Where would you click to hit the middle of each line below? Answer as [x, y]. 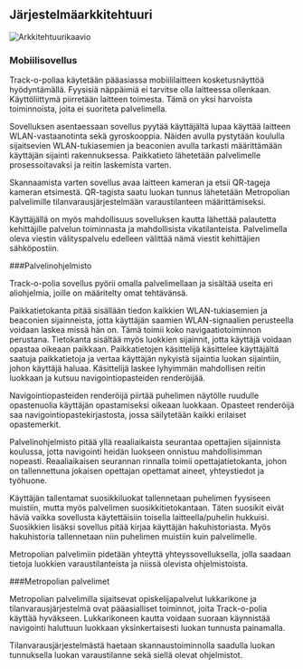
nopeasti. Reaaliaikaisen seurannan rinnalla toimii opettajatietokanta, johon [148, 461]
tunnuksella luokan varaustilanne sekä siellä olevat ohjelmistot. [126, 655]
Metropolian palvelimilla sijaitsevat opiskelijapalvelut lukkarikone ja [133, 599]
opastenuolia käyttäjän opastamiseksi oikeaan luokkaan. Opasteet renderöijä [152, 405]
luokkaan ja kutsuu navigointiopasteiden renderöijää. [108, 378]
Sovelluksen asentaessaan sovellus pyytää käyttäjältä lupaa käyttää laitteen [150, 127]
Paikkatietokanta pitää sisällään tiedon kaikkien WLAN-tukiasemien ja [139, 311]
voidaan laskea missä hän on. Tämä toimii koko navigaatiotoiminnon [136, 330]
